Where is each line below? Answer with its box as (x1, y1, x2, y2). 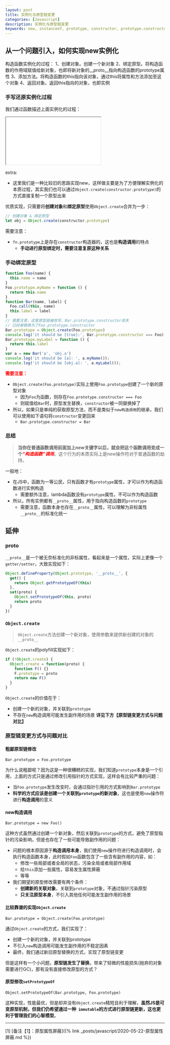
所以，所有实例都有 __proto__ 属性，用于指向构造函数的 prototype (12, 498, 147, 504)
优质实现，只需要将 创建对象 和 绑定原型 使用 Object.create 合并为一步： (5, 203, 150, 209)
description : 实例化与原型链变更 (5, 21, 69, 27)
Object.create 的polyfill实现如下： (5, 646, 75, 653)
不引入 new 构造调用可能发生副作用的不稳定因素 (12, 943, 109, 949)
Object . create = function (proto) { (10, 661, 85, 667)
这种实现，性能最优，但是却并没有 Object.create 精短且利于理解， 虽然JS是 (5, 999, 160, 1005)
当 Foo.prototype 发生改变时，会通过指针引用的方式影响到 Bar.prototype (12, 784, 160, 790)
